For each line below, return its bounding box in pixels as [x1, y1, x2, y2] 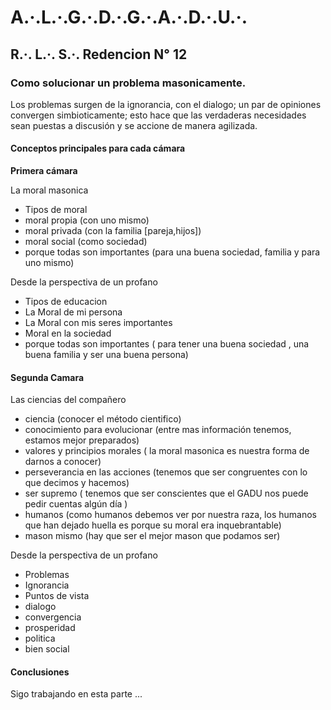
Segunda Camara [10, 371, 85, 383]
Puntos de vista [24, 590, 90, 602]
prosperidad [24, 622, 76, 634]
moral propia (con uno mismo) [24, 214, 150, 226]
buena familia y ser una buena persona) [24, 349, 189, 361]
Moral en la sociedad [24, 327, 112, 340]
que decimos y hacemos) [24, 477, 130, 489]
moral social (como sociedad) [24, 236, 148, 248]
